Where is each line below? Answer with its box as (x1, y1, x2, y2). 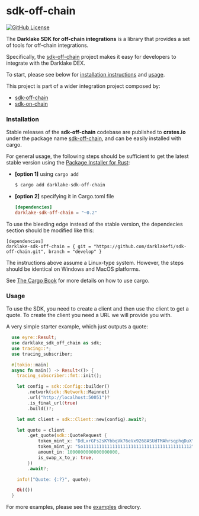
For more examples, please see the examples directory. (6, 504, 142, 511)
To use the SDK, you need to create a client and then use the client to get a (6, 305, 190, 312)
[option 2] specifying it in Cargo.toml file (14, 193, 114, 200)
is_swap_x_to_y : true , (37, 454, 94, 461)
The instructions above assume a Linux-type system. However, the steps (6, 259, 184, 266)
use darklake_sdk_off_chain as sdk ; (11, 340, 102, 346)
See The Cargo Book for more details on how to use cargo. (6, 277, 150, 284)
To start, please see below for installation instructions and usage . (6, 71, 165, 78)
